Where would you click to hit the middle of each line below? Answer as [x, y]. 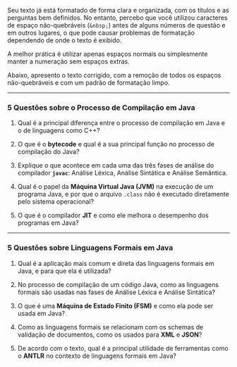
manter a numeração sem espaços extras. [68, 62]
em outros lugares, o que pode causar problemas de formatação [101, 33]
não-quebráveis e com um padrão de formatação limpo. [89, 83]
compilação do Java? [48, 152]
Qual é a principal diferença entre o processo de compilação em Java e [121, 123]
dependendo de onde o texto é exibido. [65, 40]
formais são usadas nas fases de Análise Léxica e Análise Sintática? [116, 292]
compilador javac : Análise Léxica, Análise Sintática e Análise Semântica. [122, 173]
